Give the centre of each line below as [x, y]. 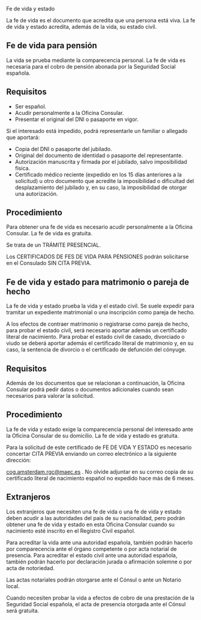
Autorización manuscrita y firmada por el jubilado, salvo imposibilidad [101, 161]
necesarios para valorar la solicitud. [50, 396]
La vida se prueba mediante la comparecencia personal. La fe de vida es [96, 60]
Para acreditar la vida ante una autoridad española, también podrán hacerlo [100, 542]
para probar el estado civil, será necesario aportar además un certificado [97, 330]
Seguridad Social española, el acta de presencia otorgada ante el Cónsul [96, 604]
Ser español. [31, 106]
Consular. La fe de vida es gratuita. [49, 234]
